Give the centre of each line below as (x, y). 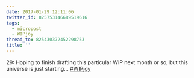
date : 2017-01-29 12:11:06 (40, 12)
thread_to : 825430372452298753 (45, 40)
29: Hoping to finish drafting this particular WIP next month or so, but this (97, 62)
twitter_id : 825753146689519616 (47, 17)
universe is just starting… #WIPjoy (48, 68)
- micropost (27, 28)
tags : (13, 23)
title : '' (19, 46)
